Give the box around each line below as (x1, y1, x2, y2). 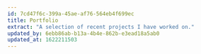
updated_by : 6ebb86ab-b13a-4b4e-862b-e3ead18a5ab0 (7, 29, 160, 37)
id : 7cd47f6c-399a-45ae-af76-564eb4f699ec (7, 10, 134, 18)
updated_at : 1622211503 (7, 36, 78, 43)
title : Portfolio (7, 17, 59, 24)
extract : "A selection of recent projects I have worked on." (7, 23, 195, 30)
